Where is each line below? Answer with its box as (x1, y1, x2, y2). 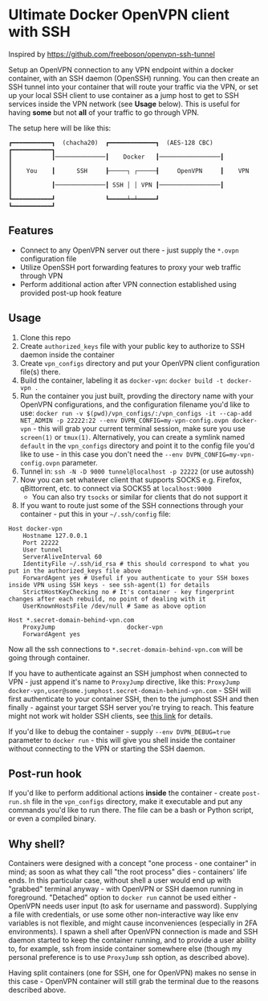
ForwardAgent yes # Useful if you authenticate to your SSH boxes (22, 573, 250, 582)
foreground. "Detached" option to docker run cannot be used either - (8, 892, 237, 902)
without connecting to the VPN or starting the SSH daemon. (8, 744, 206, 753)
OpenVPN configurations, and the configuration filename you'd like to (19, 400, 250, 409)
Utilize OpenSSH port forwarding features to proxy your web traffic (19, 262, 242, 272)
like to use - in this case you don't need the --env (19, 449, 183, 459)
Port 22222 (22, 539, 59, 547)
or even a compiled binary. (8, 814, 96, 823)
